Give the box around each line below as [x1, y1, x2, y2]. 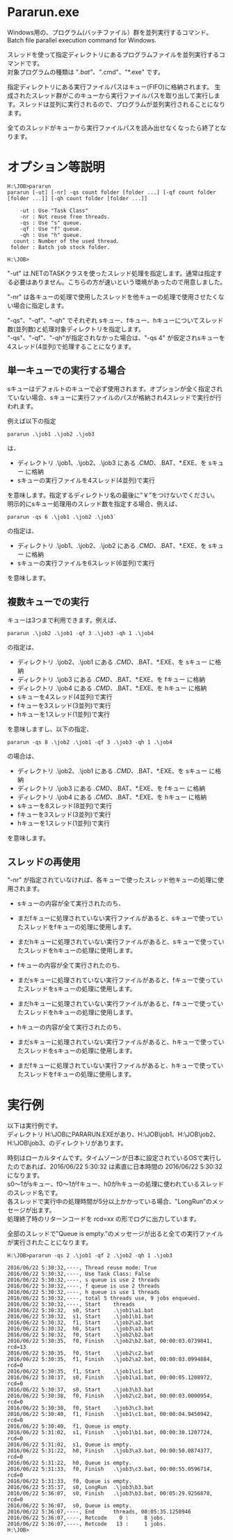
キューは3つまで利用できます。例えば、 [7, 616, 120, 624]
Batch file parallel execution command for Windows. [7, 36, 156, 44]
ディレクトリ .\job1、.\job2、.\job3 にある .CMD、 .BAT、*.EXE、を [17, 458, 207, 467]
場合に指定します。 [13, 301, 68, 310]
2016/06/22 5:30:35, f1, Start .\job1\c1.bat [7, 1368, 154, 1375]
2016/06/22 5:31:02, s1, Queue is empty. [7, 1441, 132, 1449]
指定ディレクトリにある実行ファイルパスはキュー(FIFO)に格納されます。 [7, 82, 214, 91]
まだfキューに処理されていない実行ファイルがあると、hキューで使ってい [17, 1061, 224, 1070]
